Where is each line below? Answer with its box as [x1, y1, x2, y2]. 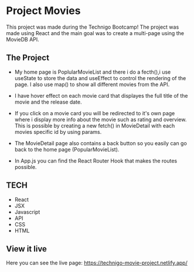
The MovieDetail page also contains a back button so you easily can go [14, 139, 188, 147]
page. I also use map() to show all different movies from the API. [14, 81, 170, 88]
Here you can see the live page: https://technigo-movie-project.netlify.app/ [6, 259, 188, 267]
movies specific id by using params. [14, 128, 102, 135]
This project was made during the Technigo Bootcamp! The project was [6, 23, 179, 30]
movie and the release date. [14, 98, 82, 105]
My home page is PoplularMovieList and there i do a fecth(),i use [14, 68, 171, 75]
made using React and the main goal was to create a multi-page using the [6, 29, 185, 36]
